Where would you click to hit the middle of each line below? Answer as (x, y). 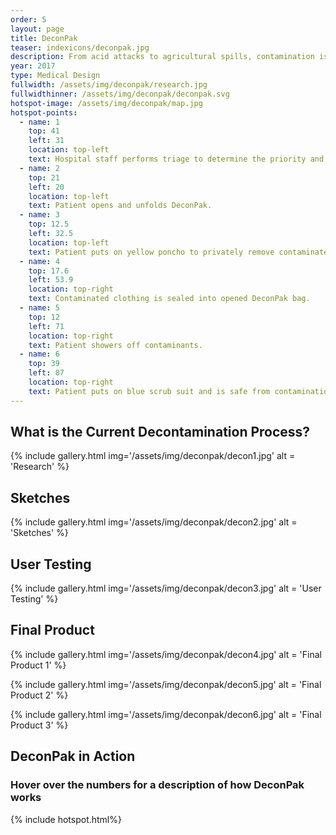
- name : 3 (39, 215)
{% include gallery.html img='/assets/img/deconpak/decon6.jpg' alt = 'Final (166, 714)
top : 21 (44, 177)
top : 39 (44, 364)
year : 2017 (33, 66)
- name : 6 (39, 354)
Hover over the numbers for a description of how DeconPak (157, 785)
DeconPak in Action (73, 756)
